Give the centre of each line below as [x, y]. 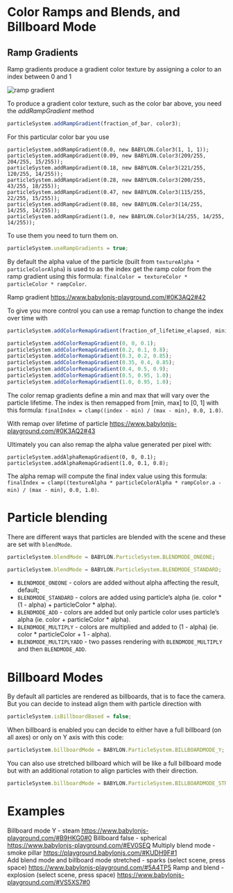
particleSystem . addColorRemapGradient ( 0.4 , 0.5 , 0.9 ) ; [88, 369]
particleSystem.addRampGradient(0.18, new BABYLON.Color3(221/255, [107, 167]
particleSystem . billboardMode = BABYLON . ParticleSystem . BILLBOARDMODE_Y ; [116, 750]
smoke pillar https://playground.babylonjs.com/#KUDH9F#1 [92, 853]
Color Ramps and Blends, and [94, 12]
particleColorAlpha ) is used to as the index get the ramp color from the [109, 269]
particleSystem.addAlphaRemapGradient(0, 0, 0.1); [82, 457]
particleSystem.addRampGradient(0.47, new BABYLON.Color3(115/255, [107, 192]
